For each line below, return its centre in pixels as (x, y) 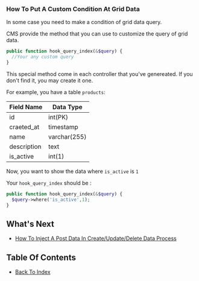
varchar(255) (67, 136)
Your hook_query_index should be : (49, 183)
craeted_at (24, 127)
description (25, 147)
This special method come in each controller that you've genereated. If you (99, 74)
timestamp (63, 127)
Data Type (67, 107)
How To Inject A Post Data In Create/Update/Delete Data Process (96, 238)
